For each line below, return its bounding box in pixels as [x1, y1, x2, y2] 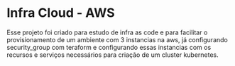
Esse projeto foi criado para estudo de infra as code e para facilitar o [6, 28, 208, 37]
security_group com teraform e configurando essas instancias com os [6, 43, 212, 51]
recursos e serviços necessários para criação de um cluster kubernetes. [6, 51, 219, 59]
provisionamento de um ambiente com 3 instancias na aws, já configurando [6, 35, 228, 44]
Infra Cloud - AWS [6, 5, 115, 21]
